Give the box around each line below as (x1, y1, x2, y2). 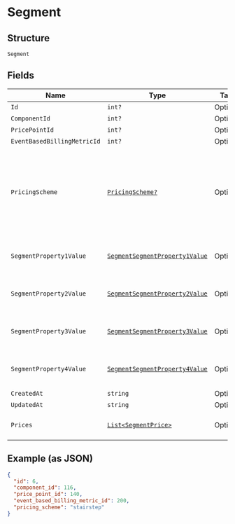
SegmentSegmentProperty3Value (107, 327, 208, 335)
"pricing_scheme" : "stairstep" (13, 504, 105, 511)
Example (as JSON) (7, 453, 93, 464)
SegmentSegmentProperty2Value (107, 289, 208, 298)
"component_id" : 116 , (13, 484, 77, 491)
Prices (10, 421, 33, 429)
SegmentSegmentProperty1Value (107, 251, 208, 260)
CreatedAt (10, 389, 43, 397)
